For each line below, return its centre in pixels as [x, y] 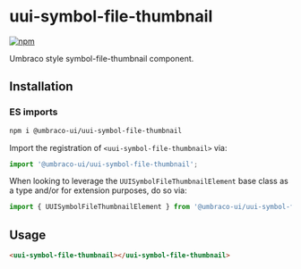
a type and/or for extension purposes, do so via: [98, 190]
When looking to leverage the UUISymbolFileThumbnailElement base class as [149, 181]
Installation [41, 87]
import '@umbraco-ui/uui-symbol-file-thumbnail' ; [104, 164]
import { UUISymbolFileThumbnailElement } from [100, 207]
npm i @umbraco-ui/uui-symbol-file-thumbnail [95, 130]
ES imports [34, 112]
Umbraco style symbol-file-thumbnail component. [102, 58]
